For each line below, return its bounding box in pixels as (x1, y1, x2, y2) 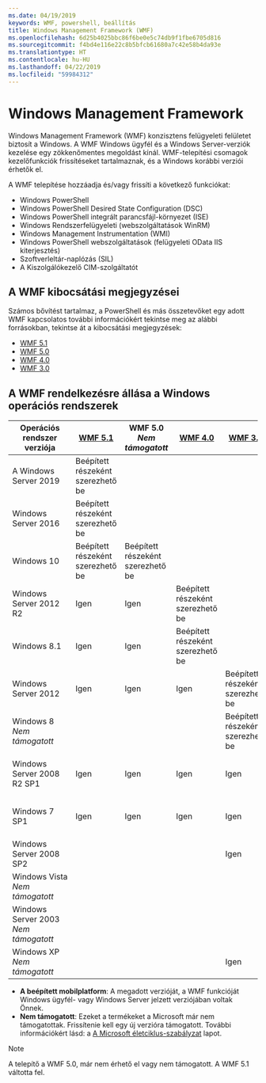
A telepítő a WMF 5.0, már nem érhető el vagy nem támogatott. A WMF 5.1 (8, 1059, 249, 1069)
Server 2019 (12, 476, 60, 487)
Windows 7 (12, 806, 55, 817)
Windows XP (12, 947, 60, 958)
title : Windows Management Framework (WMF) (8, 26, 154, 34)
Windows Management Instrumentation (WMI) (19, 229, 171, 238)
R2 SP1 (12, 778, 40, 789)
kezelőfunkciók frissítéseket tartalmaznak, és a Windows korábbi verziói (8, 156, 244, 165)
